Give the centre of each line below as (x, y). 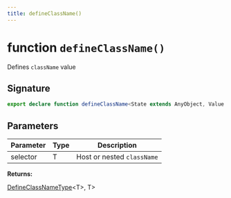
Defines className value (41, 67)
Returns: (20, 174)
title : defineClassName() (44, 13)
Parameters (33, 126)
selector (24, 157)
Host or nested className (117, 157)
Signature (29, 88)
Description (117, 146)
